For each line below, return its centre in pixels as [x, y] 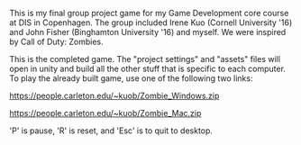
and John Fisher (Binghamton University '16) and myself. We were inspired [148, 32]
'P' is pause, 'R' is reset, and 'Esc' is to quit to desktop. [111, 131]
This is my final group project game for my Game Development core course [149, 13]
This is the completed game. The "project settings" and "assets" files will [145, 59]
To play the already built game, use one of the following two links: [131, 78]
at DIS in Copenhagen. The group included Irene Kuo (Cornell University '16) [151, 23]
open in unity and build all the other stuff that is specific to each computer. [148, 68]
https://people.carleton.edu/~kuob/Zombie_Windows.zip [114, 95]
